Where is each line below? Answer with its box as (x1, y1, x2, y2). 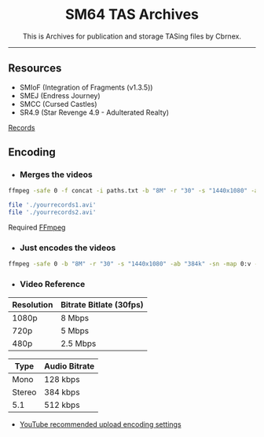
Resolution (12, 299, 53, 310)
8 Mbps (60, 312, 90, 323)
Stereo (12, 387, 37, 398)
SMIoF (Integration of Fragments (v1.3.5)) (19, 83, 153, 92)
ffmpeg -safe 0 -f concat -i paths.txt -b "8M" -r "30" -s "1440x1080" (8, 187, 247, 195)
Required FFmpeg (8, 222, 66, 233)
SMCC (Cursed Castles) (19, 99, 97, 108)
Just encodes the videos (19, 242, 116, 253)
